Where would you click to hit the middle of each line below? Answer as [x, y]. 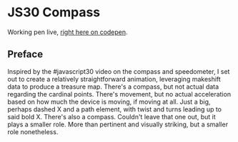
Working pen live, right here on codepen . [68, 32]
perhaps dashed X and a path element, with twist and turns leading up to [115, 109]
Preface [25, 54]
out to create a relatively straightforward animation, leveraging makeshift [114, 79]
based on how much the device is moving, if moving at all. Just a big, [109, 102]
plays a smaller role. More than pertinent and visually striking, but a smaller [118, 124]
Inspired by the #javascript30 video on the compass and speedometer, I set [119, 71]
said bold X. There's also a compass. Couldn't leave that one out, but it [111, 116]
